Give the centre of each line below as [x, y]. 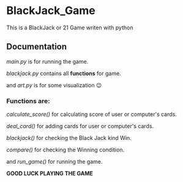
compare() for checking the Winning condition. [65, 150]
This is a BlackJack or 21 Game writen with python [70, 27]
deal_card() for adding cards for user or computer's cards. [80, 126]
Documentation [37, 47]
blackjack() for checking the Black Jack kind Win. [69, 138]
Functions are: [28, 101]
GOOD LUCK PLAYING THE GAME [50, 173]
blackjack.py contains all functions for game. [64, 73]
